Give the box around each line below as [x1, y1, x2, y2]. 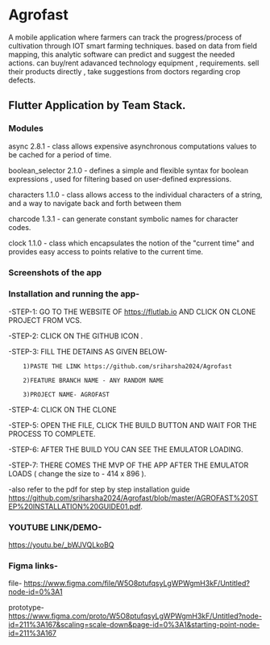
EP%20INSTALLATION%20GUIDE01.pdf [8, 501, 141, 511]
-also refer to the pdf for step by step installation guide [8, 484, 191, 494]
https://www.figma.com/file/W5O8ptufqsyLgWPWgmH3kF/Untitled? [23, 579, 250, 588]
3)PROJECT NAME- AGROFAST [23, 390, 110, 399]
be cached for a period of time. [8, 149, 112, 159]
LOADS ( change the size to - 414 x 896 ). [8, 468, 147, 478]
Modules [8, 123, 44, 134]
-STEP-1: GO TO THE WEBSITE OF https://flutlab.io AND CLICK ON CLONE [8, 307, 256, 316]
